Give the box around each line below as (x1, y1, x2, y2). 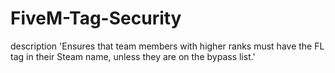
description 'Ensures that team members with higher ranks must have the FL (10, 40, 325, 52)
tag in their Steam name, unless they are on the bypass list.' (10, 50, 256, 62)
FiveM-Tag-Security (10, 7, 182, 30)
